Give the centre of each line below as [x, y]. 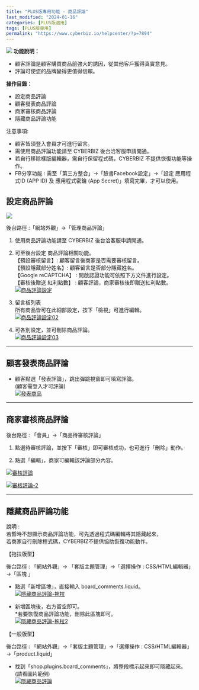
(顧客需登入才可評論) [40, 386]
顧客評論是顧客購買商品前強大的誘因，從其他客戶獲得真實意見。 [92, 64]
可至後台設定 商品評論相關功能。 [54, 253]
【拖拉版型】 [22, 554]
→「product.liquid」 [31, 654]
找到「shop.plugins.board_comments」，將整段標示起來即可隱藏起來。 [100, 666]
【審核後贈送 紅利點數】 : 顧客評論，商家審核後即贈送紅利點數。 [93, 283]
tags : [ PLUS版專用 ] [29, 28]
